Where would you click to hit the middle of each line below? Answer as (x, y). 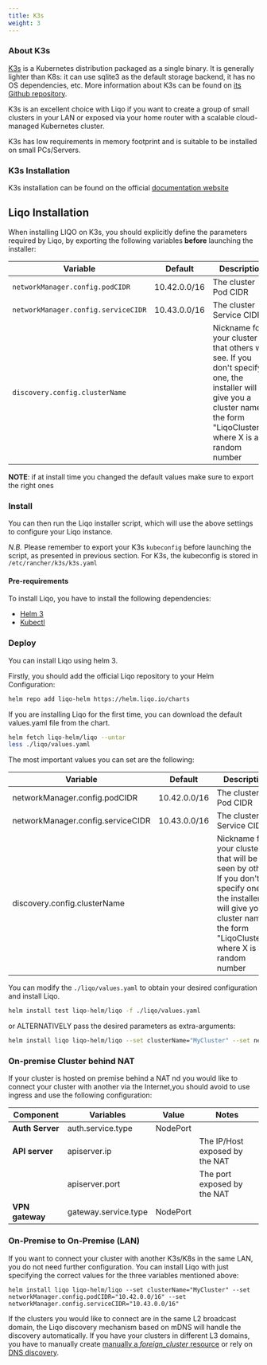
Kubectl (32, 623)
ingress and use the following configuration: (80, 1095)
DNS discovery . (34, 1352)
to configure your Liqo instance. (60, 532)
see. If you (232, 358)
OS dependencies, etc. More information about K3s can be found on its (125, 85)
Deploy (22, 643)
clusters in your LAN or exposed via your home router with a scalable (121, 117)
